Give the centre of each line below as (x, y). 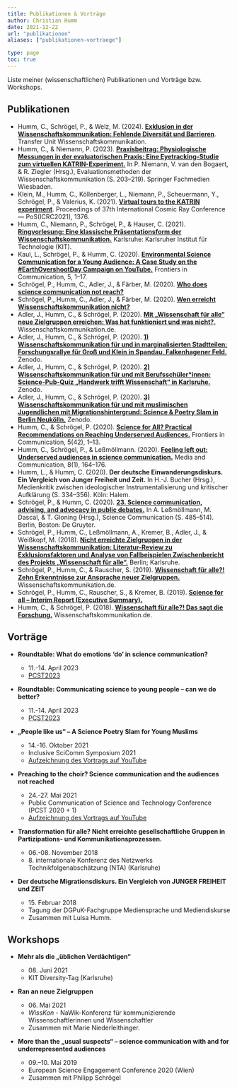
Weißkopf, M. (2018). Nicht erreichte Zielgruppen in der (100, 540)
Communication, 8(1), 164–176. (62, 465)
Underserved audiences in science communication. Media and (111, 457)
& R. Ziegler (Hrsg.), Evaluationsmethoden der (85, 171)
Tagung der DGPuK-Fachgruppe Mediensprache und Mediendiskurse (129, 910)
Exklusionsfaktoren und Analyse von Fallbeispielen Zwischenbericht (121, 554)
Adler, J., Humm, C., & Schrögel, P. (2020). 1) (83, 337)
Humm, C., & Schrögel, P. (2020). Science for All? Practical (105, 427)
